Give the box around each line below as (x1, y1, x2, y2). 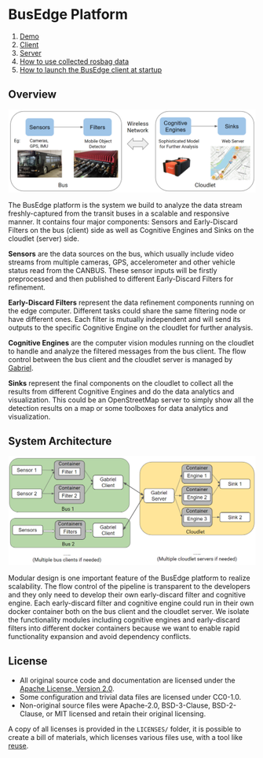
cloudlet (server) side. (8, 234, 80, 243)
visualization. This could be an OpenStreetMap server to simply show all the (8, 395, 254, 405)
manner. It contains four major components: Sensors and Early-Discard (8, 217, 238, 227)
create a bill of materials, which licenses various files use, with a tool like (8, 732, 243, 741)
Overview (8, 88, 57, 102)
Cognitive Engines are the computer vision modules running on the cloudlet (8, 338, 254, 348)
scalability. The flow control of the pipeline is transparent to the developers (8, 581, 251, 591)
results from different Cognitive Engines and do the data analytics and (8, 387, 235, 397)
